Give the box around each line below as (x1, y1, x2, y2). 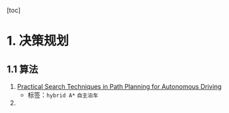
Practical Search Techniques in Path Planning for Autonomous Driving (16, 83, 222, 90)
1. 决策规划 (6, 33, 69, 49)
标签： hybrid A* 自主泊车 (27, 91, 99, 99)
